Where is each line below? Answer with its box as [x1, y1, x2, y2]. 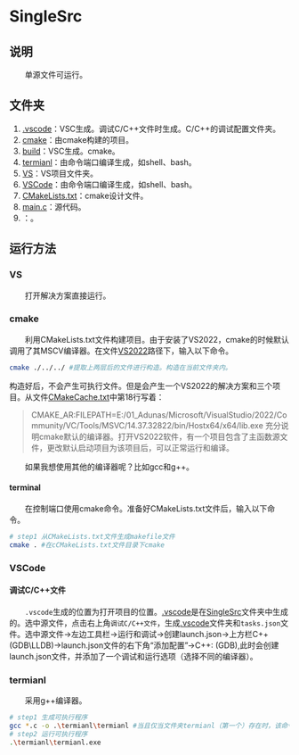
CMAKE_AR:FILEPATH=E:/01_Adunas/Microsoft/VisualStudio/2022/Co [30, 409, 287, 420]
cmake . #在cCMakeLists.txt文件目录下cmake [9, 540, 165, 550]
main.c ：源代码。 [21, 201, 86, 212]
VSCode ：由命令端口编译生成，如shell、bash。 [21, 178, 198, 189]
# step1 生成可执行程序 [9, 713, 88, 722]
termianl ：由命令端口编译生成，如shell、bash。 [21, 156, 197, 167]
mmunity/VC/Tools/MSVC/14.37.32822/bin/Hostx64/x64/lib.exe [30, 419, 264, 430]
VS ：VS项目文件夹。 [21, 168, 99, 178]
